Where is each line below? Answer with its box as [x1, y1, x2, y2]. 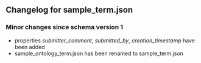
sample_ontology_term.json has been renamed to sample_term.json [14, 50, 184, 57]
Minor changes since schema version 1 [5, 23, 123, 31]
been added [14, 43, 45, 50]
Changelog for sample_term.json [5, 5, 133, 15]
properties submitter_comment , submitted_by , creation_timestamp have [14, 36, 196, 44]
